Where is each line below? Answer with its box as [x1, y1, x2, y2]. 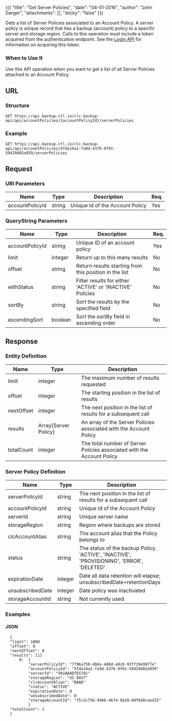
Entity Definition [5, 352, 47, 359]
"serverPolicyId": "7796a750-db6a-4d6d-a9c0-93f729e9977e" [28, 662, 157, 667]
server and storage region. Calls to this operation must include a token [5, 31, 154, 36]
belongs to [79, 537, 105, 544]
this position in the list [76, 269, 129, 276]
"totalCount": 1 [10, 707, 45, 712]
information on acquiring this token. [5, 42, 80, 48]
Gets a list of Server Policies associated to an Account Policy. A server [5, 20, 154, 26]
